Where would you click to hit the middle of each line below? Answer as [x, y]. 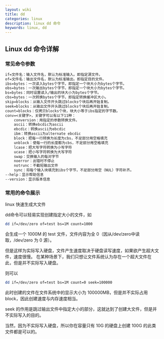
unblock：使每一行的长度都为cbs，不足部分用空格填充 [61, 143]
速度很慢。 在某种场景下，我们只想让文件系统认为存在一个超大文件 [80, 256]
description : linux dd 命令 [33, 23]
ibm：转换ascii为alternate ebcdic [48, 134]
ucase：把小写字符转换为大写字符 [43, 152]
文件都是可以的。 [22, 332]
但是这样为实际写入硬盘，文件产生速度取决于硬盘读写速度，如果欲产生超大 [80, 250]
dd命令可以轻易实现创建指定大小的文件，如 [48, 215]
